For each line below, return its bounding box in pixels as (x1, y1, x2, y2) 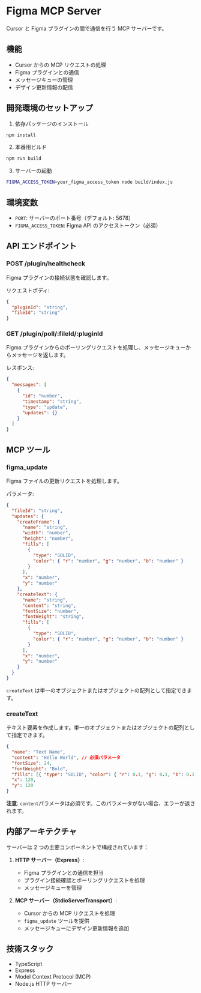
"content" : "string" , (22, 602, 77, 609)
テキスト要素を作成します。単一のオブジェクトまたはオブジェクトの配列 (6, 724, 185, 731)
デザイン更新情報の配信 (14, 83, 73, 91)
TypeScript (14, 960, 43, 967)
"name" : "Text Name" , (11, 749, 66, 755)
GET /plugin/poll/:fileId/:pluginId (6, 330, 103, 338)
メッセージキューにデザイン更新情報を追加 (23, 925, 130, 932)
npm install (6, 132, 36, 138)
